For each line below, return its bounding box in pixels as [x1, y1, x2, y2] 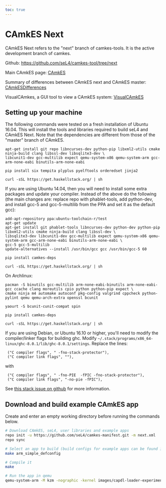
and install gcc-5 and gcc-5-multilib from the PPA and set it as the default [5, 202, 155, 208]
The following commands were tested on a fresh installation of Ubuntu [5, 121, 148, 127]
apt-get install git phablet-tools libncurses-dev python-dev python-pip [5, 225, 161, 230]
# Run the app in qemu [5, 474, 52, 479]
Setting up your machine [5, 108, 83, 116]
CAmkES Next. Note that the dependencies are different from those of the [5, 132, 156, 138]
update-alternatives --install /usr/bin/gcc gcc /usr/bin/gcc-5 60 [5, 247, 147, 252]
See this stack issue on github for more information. [5, 386, 111, 392]
